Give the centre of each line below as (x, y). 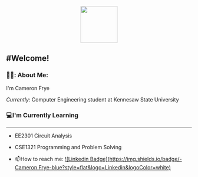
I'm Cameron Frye (28, 88)
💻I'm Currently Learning (42, 115)
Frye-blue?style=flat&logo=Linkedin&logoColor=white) (104, 167)
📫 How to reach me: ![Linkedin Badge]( (62, 159)
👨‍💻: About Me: (27, 75)
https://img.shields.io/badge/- (146, 159)
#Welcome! (28, 58)
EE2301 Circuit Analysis (43, 136)
